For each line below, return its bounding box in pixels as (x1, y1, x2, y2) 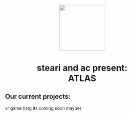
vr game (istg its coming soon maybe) (5, 105, 82, 111)
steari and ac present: (36, 63, 128, 73)
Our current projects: (5, 92, 71, 100)
